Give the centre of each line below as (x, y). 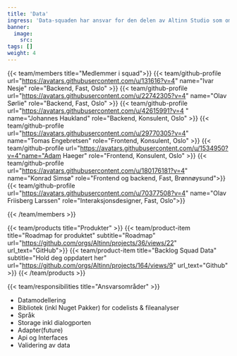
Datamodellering (42, 300)
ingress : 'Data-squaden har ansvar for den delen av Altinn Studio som (115, 20)
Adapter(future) (40, 330)
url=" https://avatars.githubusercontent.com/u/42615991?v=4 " (98, 111)
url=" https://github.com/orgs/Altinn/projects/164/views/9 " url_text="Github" (117, 265)
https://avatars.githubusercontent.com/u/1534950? (154, 148)
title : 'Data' (28, 14)
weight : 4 (22, 54)
